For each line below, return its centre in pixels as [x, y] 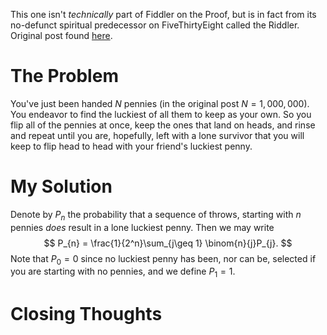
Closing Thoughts [86, 314]
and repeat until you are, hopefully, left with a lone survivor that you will [157, 135]
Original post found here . [61, 35]
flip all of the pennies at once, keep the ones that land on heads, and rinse [163, 125]
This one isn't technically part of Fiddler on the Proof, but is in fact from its [163, 14]
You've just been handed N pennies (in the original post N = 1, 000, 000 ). [160, 103]
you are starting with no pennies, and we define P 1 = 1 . [123, 272]
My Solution [61, 186]
